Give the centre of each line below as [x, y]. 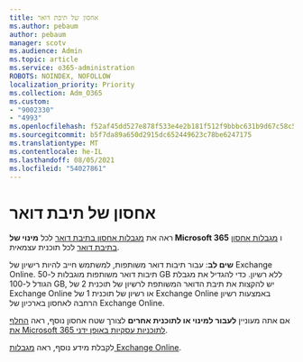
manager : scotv [38, 43]
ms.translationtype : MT [54, 143]
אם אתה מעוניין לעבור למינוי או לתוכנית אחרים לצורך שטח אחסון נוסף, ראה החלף [150, 321]
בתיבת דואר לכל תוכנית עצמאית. [64, 248]
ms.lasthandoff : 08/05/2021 [62, 160]
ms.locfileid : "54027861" [58, 168]
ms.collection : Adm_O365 [56, 93]
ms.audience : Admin [46, 51]
